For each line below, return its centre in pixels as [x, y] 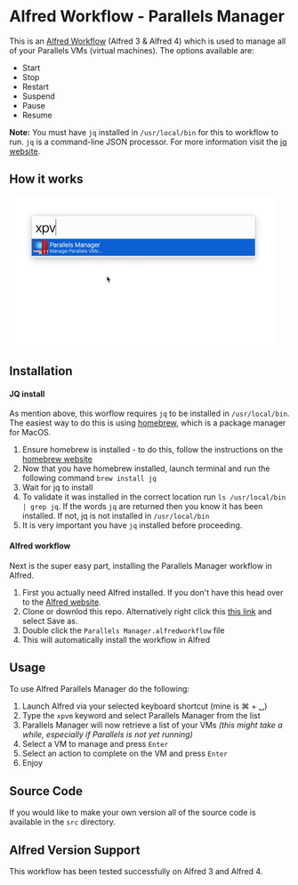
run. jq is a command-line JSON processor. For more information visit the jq [148, 142]
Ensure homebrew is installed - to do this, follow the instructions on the [152, 450]
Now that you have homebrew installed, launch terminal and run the [146, 468]
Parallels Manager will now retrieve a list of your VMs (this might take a [152, 725]
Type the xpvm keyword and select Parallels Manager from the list [141, 716]
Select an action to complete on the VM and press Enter [125, 753]
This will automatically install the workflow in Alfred [116, 639]
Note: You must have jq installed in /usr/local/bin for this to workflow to [144, 132]
